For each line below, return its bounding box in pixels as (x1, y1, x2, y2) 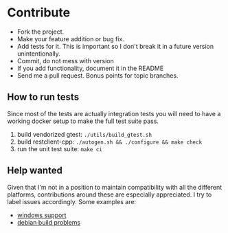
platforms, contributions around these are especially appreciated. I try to (7, 190, 212, 199)
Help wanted (7, 165, 63, 177)
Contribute (7, 5, 71, 21)
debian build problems (16, 218, 81, 226)
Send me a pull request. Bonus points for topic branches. (16, 71, 179, 80)
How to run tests (7, 91, 80, 103)
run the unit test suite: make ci (16, 144, 103, 153)
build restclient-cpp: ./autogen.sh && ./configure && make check (16, 137, 203, 146)
